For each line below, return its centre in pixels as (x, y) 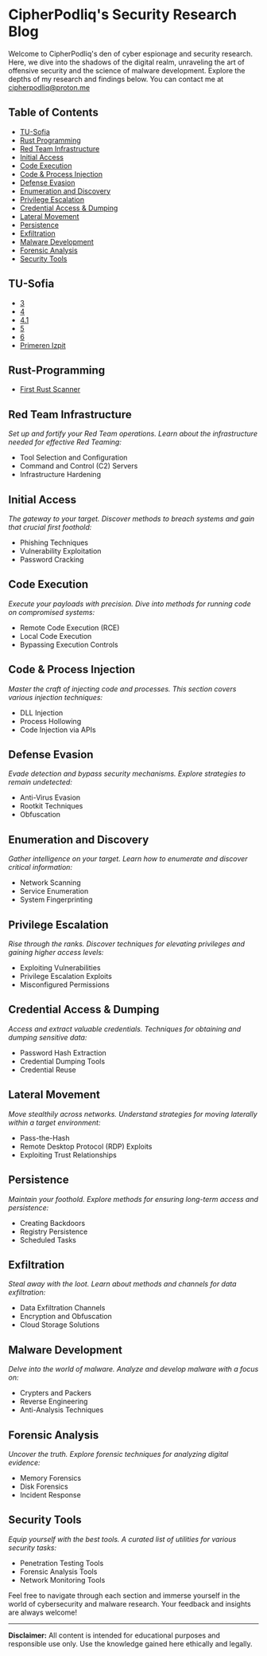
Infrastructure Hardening (60, 475)
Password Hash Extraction (63, 1052)
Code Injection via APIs (58, 730)
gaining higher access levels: (56, 953)
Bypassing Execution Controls (69, 644)
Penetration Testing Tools (62, 1563)
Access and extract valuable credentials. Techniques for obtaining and (125, 1028)
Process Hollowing (50, 721)
